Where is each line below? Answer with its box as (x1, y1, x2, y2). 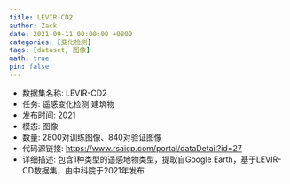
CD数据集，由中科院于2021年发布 (21, 165, 145, 175)
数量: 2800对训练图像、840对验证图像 (21, 132, 162, 142)
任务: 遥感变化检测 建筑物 (21, 98, 115, 109)
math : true (9, 54, 50, 63)
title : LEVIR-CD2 (9, 12, 74, 22)
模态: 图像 (21, 120, 59, 131)
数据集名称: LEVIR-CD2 (21, 88, 107, 98)
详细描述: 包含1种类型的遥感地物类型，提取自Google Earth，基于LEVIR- (21, 154, 282, 165)
